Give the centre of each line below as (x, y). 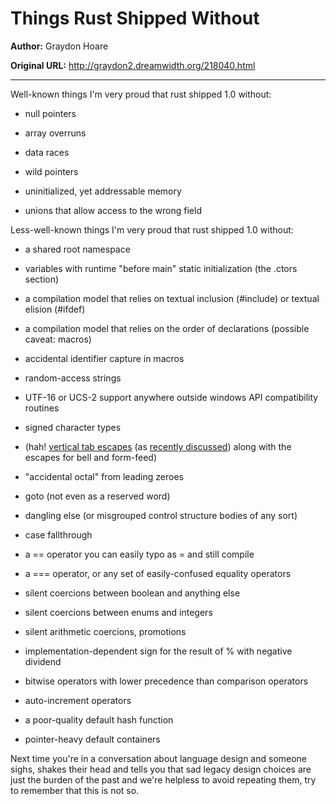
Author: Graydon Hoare (59, 46)
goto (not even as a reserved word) (97, 496)
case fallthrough (58, 534)
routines (42, 408)
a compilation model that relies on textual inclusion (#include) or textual (172, 298)
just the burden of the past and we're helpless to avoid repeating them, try (163, 779)
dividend (43, 661)
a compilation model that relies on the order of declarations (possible (167, 328)
